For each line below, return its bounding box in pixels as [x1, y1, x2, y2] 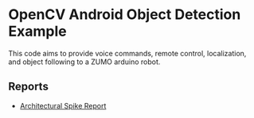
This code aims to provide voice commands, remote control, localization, [8, 48, 247, 58]
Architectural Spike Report [19, 101, 107, 110]
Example [8, 22, 67, 40]
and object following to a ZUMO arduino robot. [8, 57, 161, 67]
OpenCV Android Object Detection [8, 6, 241, 24]
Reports [8, 80, 49, 93]
